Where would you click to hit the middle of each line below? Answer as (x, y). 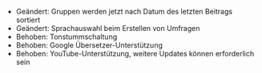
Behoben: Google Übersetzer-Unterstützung (89, 45)
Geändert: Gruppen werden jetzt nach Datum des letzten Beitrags (124, 12)
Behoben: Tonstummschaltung (67, 36)
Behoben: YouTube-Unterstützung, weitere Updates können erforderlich (135, 54)
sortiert (28, 20)
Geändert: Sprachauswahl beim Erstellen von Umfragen (108, 28)
